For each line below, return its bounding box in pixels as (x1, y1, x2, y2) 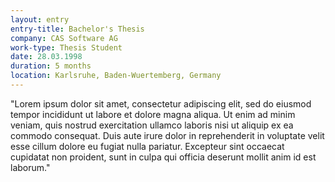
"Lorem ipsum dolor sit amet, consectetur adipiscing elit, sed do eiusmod (10, 97, 312, 110)
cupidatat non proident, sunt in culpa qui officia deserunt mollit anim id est (10, 151, 317, 163)
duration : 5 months (10, 61, 92, 71)
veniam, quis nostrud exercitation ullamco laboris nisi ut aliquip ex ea (10, 119, 294, 131)
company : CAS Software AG (10, 33, 118, 43)
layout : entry (10, 14, 70, 25)
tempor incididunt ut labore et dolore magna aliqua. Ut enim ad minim (10, 108, 296, 120)
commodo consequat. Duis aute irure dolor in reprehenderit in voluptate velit (10, 129, 325, 141)
